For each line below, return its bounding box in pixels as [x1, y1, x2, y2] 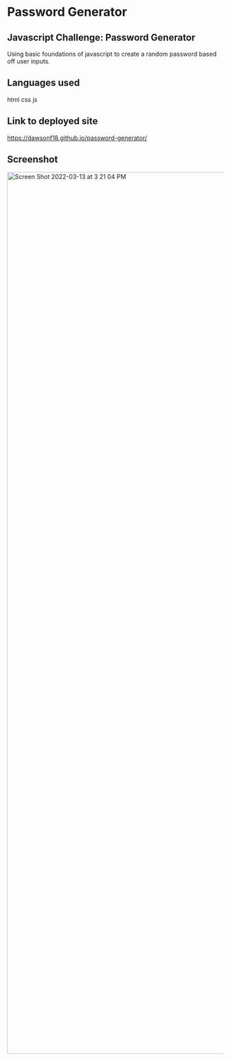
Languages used [7, 77, 80, 89]
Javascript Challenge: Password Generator [7, 32, 196, 43]
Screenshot [7, 154, 58, 165]
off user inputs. [7, 57, 50, 65]
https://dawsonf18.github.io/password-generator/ [7, 134, 148, 142]
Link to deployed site [7, 115, 98, 127]
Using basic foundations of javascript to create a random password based [7, 50, 217, 58]
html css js [7, 95, 38, 103]
